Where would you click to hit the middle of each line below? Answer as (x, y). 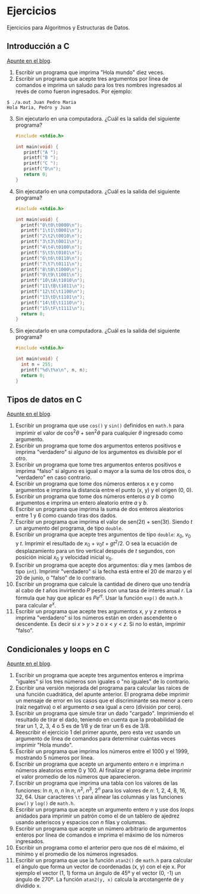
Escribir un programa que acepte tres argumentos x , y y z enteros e (98, 612)
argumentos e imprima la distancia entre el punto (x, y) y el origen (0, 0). (104, 490)
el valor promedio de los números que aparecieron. (78, 777)
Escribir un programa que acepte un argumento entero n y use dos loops (104, 809)
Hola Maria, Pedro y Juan (39, 107)
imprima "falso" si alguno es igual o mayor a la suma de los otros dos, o (103, 471)
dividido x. (28, 886)
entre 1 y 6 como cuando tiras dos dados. (66, 515)
